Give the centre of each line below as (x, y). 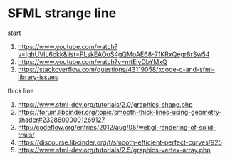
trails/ (26, 135)
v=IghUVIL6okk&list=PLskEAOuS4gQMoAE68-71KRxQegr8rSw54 (114, 54)
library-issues (38, 77)
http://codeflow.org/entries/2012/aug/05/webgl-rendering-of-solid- (117, 127)
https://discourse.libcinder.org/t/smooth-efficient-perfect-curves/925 (120, 142)
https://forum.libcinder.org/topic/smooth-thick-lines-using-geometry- (120, 112)
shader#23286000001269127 (61, 120)
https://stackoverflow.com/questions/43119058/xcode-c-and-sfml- (116, 69)
